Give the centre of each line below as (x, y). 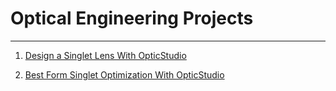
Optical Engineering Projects (132, 18)
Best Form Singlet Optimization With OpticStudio (124, 74)
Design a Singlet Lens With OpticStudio (105, 55)
